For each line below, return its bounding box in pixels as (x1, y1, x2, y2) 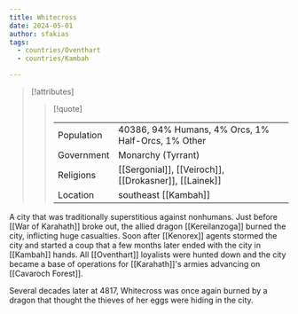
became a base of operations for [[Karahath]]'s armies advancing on (9, 259, 261, 269)
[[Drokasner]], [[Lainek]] (118, 175, 222, 186)
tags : (9, 37, 29, 47)
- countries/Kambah (17, 54, 90, 63)
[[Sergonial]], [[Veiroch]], (118, 163, 224, 176)
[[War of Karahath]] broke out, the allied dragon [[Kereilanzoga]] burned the (9, 221, 286, 232)
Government (57, 149, 110, 161)
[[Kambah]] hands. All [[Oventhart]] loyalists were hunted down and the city (9, 249, 286, 260)
